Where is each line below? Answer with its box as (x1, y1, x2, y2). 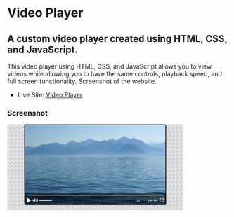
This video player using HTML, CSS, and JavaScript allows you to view (7, 62, 212, 71)
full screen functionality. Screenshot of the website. (7, 77, 157, 85)
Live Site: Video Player (17, 91, 83, 99)
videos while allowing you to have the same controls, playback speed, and (7, 70, 223, 78)
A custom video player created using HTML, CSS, (7, 33, 228, 45)
